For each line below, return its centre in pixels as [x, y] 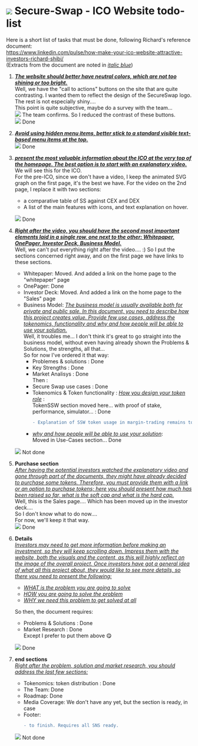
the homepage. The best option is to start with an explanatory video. [101, 164]
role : [39, 399]
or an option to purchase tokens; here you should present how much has [103, 488]
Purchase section [37, 463]
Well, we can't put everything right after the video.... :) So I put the [95, 249]
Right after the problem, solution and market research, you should [95, 665]
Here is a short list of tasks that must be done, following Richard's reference [98, 40]
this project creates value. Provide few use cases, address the [99, 317]
